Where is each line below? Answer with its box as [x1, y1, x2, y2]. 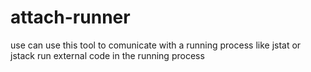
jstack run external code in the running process [10, 49, 205, 61]
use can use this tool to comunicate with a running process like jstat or [10, 39, 302, 51]
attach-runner [10, 6, 131, 29]
